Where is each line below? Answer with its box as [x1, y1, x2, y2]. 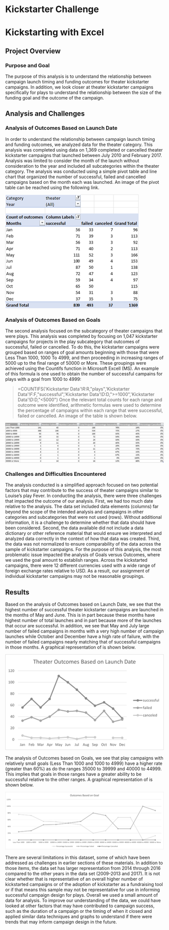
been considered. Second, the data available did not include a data [5, 525, 144, 531]
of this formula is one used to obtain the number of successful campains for [5, 371, 163, 377]
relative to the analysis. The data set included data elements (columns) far [5, 504, 159, 510]
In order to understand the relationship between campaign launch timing [5, 136, 155, 142]
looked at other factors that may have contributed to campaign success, [5, 903, 155, 909]
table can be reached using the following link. [5, 184, 100, 190]
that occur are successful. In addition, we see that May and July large [5, 623, 150, 629]
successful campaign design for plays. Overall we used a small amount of [5, 892, 158, 898]
